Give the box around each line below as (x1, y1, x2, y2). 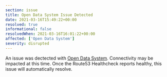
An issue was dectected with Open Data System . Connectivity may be (5, 55, 153, 61)
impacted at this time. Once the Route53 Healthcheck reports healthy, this (5, 60, 162, 67)
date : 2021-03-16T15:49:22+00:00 (5, 17, 77, 22)
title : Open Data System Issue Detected (5, 12, 94, 17)
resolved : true (5, 22, 38, 27)
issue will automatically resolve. (5, 66, 73, 72)
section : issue (5, 7, 38, 13)
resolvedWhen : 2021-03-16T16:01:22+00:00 (5, 31, 96, 36)
